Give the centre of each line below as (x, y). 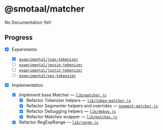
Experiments (24, 49)
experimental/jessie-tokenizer (51, 65)
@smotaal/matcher (45, 9)
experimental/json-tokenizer (49, 59)
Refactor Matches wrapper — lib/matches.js (72, 117)
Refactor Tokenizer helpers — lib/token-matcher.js (79, 100)
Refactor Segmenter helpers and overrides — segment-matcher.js (92, 106)
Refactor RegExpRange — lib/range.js (59, 122)
